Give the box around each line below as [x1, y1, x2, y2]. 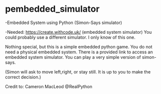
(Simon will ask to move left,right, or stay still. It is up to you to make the [5, 69, 151, 74]
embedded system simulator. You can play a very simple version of [5, 54, 141, 60]
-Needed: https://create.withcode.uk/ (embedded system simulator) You [5, 29, 152, 35]
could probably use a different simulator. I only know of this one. [5, 34, 135, 40]
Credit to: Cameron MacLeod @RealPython [5, 83, 93, 89]
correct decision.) [5, 74, 41, 80]
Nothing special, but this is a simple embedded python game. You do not [5, 44, 153, 49]
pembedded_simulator [5, 3, 100, 15]
